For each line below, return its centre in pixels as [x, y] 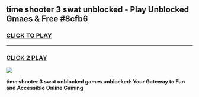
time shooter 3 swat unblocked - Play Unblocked [98, 10]
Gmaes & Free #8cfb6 [47, 19]
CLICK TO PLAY [29, 36]
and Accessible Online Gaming [45, 88]
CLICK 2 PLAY [27, 58]
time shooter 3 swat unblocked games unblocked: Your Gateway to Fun [96, 81]
